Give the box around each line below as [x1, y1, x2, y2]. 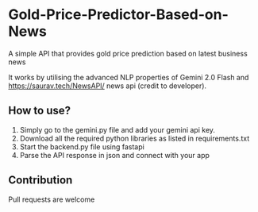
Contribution [8, 173, 73, 187]
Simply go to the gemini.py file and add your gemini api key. [19, 125, 216, 134]
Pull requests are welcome [8, 195, 95, 204]
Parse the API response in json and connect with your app [19, 150, 210, 160]
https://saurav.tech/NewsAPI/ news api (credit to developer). [8, 81, 207, 91]
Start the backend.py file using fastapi [19, 141, 144, 152]
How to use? [8, 104, 71, 118]
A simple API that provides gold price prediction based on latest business [8, 48, 248, 58]
